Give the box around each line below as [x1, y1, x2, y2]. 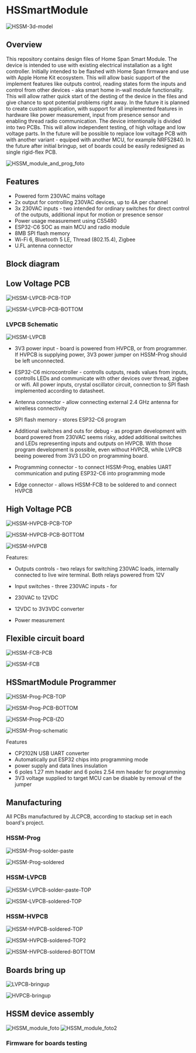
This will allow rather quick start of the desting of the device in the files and [6, 92, 188, 99]
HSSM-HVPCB [6, 912, 49, 920]
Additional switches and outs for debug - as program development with [14, 427, 187, 434]
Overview [6, 40, 43, 50]
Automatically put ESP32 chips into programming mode [14, 755, 148, 763]
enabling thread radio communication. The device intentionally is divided [6, 118, 181, 125]
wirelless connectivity [14, 405, 67, 412]
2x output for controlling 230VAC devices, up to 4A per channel [14, 198, 169, 205]
